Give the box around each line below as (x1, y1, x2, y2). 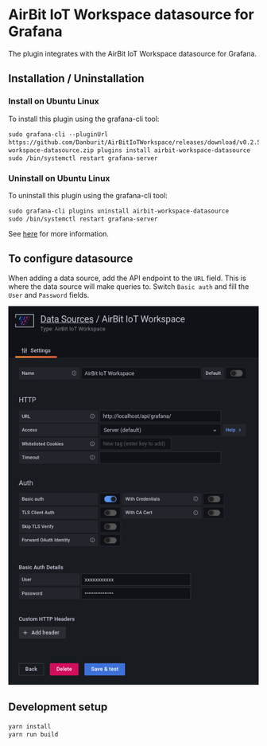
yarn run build (8, 730, 59, 738)
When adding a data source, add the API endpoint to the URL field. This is (8, 273, 246, 283)
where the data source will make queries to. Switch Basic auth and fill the (8, 281, 250, 291)
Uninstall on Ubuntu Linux (8, 173, 110, 184)
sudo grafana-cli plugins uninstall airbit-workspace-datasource (8, 207, 229, 215)
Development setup (8, 701, 108, 714)
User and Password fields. (8, 290, 90, 299)
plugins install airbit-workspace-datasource (96, 146, 250, 154)
